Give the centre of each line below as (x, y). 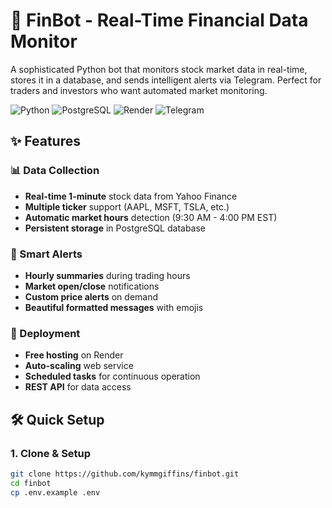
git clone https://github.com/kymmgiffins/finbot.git (125, 474)
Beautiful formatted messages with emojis (114, 307)
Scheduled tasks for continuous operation (112, 376)
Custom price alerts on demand (91, 296)
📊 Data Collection (55, 171)
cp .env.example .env (55, 492)
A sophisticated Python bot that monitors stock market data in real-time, (159, 69)
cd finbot (31, 483)
